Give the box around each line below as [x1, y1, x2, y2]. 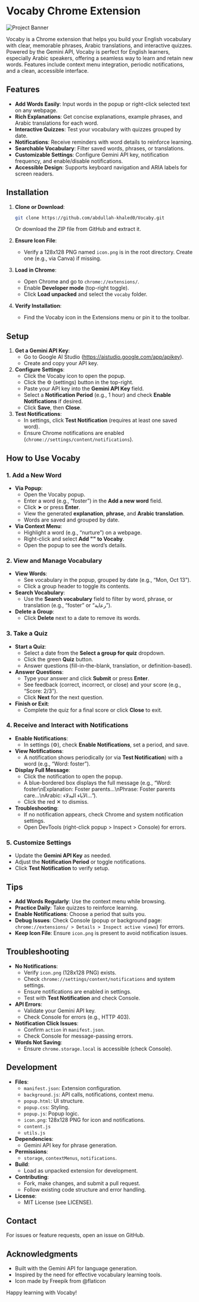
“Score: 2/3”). [23, 687, 58, 695]
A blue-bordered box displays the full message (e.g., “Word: [23, 779, 172, 786]
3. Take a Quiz [6, 630, 48, 638]
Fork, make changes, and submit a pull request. [23, 1180, 141, 1187]
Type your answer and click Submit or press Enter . [23, 674, 150, 681]
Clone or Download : [14, 203, 66, 210]
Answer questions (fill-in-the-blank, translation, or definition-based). [23, 662, 192, 669]
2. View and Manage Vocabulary [6, 556, 102, 564]
